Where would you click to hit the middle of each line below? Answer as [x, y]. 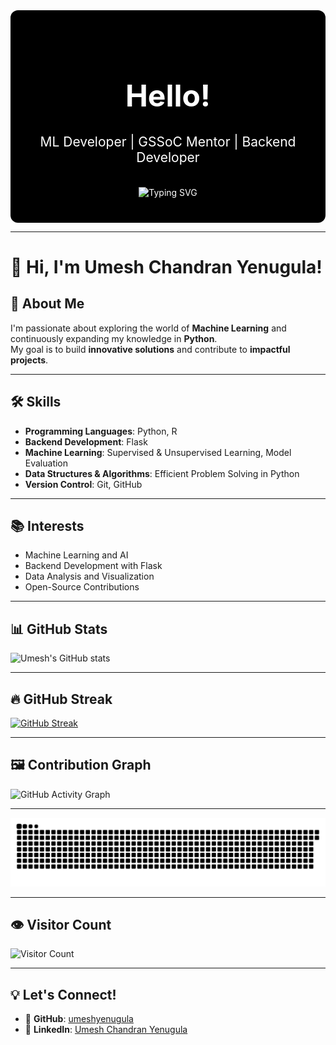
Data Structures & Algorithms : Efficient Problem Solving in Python [162, 473]
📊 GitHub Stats [59, 629]
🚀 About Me [47, 304]
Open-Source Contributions [82, 587]
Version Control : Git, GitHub [83, 484]
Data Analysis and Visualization [89, 576]
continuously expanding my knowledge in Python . [114, 338]
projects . [29, 360]
